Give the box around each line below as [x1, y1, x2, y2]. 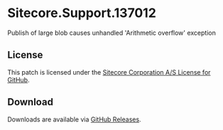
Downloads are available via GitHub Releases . [7, 115, 141, 124]
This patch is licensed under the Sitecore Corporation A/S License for [7, 67, 211, 76]
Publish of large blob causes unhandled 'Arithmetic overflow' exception [7, 28, 217, 37]
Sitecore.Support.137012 [7, 5, 156, 21]
